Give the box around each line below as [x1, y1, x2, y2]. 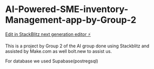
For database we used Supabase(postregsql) [5, 58, 99, 64]
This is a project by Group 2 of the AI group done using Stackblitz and [5, 43, 149, 49]
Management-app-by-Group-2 [5, 14, 136, 26]
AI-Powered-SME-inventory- [5, 4, 129, 15]
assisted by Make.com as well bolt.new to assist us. [5, 48, 112, 54]
